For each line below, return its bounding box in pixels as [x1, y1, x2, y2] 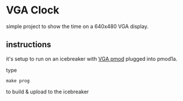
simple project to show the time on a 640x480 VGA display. [6, 23, 149, 30]
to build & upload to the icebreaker [6, 88, 89, 95]
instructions [6, 40, 51, 50]
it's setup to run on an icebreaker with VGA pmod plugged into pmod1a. [6, 55, 178, 62]
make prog [6, 78, 30, 83]
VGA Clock [6, 4, 59, 17]
